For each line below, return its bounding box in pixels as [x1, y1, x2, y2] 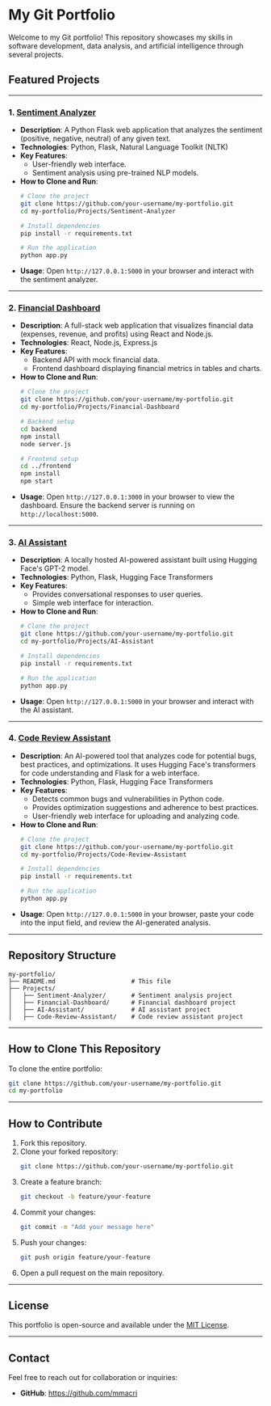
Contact [8, 1351, 50, 1365]
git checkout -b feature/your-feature [19, 1193, 151, 1201]
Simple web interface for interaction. [31, 598, 154, 608]
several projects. [8, 49, 64, 59]
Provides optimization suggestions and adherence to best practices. [31, 802, 259, 812]
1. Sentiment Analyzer [8, 107, 97, 118]
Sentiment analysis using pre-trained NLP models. [31, 168, 199, 178]
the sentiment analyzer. [19, 275, 98, 285]
